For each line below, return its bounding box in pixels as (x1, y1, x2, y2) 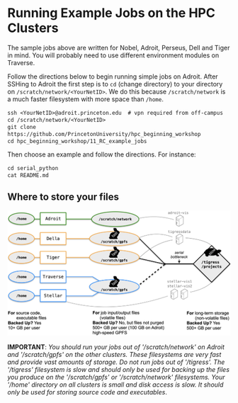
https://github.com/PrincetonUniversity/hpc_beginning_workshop (7, 130, 201, 137)
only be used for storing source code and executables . (7, 387, 168, 396)
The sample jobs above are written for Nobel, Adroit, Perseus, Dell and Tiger (7, 43, 230, 52)
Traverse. (7, 58, 35, 67)
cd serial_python (7, 164, 59, 171)
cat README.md (7, 171, 50, 178)
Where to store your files (7, 191, 119, 203)
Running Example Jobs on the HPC (7, 5, 216, 21)
